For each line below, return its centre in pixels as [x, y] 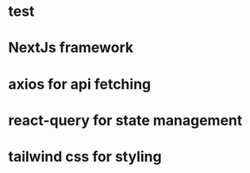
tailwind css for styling [85, 156]
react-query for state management [125, 120]
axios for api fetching [80, 84]
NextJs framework [71, 48]
